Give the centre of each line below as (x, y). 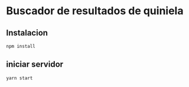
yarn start (19, 78)
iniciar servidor (35, 64)
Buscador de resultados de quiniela (95, 11)
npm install (21, 46)
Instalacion (27, 33)
